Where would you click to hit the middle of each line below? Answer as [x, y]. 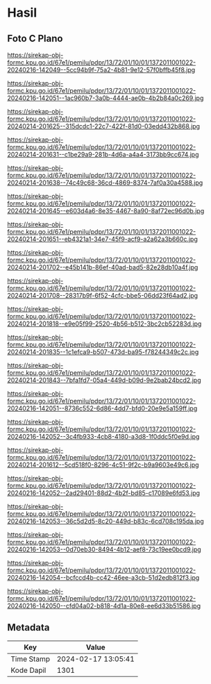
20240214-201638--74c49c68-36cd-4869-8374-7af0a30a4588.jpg [105, 183]
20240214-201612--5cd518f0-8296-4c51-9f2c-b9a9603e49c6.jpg [103, 465]
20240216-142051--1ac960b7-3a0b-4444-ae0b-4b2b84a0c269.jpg [105, 98]
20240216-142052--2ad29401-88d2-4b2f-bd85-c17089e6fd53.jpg [103, 493]
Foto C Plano [35, 39]
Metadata [28, 627]
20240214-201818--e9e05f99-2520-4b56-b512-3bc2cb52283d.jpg [104, 324]
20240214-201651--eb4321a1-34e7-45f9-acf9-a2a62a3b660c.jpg [102, 239]
